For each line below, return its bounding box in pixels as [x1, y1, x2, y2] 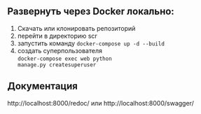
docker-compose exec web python [17, 55, 112, 62]
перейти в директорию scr [17, 31, 98, 40]
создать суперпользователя [17, 46, 103, 55]
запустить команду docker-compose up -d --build [17, 38, 165, 48]
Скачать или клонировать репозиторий [17, 24, 136, 32]
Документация [7, 80, 78, 92]
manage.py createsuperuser [17, 61, 97, 69]
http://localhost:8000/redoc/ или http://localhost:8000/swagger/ [7, 99, 194, 107]
